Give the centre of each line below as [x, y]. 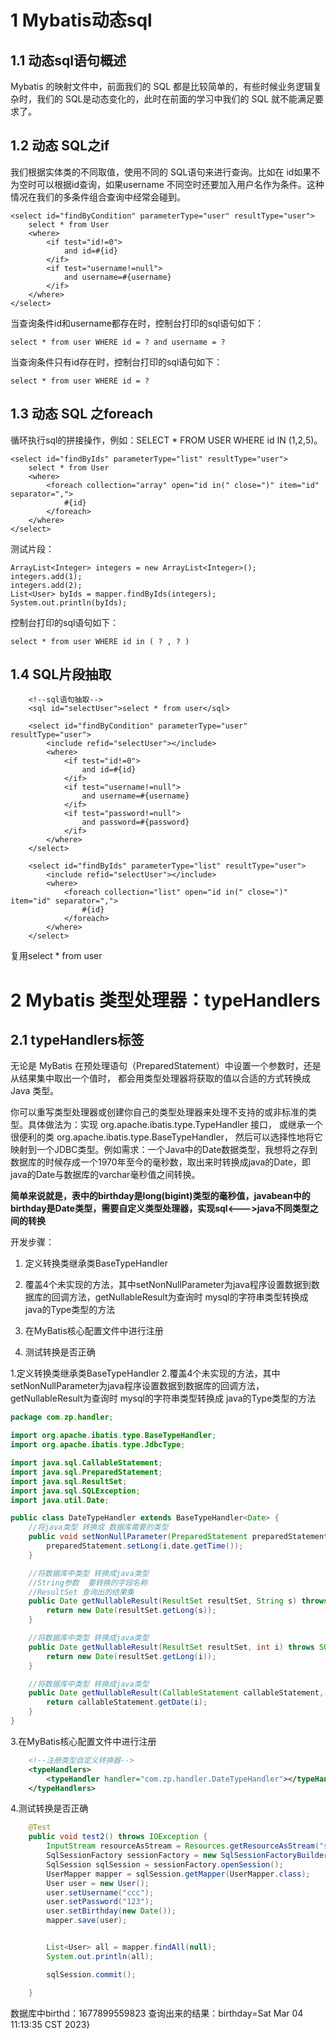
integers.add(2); [46, 585]
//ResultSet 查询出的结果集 [81, 1592]
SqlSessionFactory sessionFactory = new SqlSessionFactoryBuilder [187, 1856]
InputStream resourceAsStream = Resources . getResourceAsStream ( [183, 1846]
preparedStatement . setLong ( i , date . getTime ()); [145, 1546]
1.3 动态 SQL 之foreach [82, 414]
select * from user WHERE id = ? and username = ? [118, 342]
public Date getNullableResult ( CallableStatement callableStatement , [176, 1693]
